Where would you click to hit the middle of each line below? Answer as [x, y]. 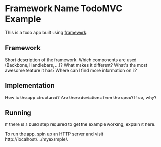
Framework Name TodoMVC [64, 9]
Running [18, 112]
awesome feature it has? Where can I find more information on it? [71, 70]
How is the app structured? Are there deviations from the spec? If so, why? [81, 97]
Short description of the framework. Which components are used [71, 60]
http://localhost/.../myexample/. [37, 139]
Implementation [30, 86]
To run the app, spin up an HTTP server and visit [54, 134]
